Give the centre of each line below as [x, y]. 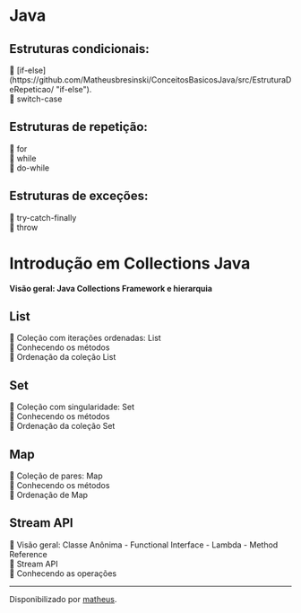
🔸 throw [24, 227]
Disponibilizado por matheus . [63, 599]
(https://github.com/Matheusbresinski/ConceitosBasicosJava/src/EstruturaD [150, 80]
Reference [28, 554]
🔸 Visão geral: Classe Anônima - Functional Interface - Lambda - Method [144, 545]
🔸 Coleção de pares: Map [56, 476]
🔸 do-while [30, 168]
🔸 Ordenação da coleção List [63, 357]
